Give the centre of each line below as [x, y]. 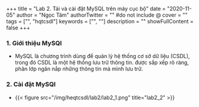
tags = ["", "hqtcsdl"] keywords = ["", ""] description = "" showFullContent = [100, 21]
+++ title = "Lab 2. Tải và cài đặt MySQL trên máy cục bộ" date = [86, 9]
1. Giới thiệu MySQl [34, 43]
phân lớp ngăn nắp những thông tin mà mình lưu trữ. [79, 69]
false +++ [18, 27]
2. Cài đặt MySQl [31, 84]
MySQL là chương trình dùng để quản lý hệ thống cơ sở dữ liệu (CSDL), [102, 56]
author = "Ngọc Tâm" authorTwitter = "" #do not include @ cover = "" [102, 15]
